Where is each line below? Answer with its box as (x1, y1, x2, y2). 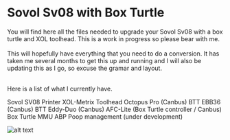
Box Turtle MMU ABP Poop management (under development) (7, 112, 183, 121)
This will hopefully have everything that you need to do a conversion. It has (7, 49, 220, 58)
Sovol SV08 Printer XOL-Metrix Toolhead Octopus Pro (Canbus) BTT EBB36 (7, 97, 221, 106)
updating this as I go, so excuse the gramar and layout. (7, 64, 163, 72)
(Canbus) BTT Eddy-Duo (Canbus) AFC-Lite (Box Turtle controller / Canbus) (7, 105, 222, 113)
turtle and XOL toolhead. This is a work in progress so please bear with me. (7, 34, 220, 43)
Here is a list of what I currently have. (7, 84, 113, 93)
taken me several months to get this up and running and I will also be (7, 56, 202, 65)
